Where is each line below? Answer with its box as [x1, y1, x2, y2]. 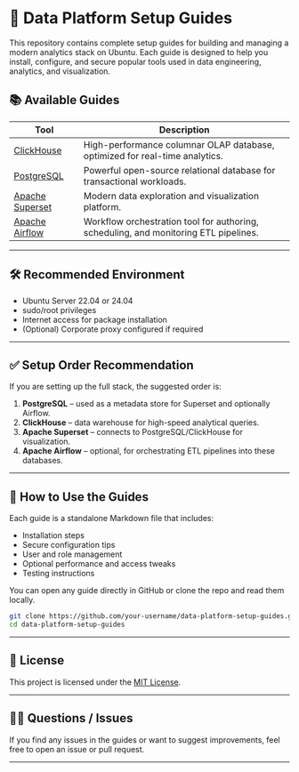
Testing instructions [21, 568, 95, 579]
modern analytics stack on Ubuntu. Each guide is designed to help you [9, 46, 269, 57]
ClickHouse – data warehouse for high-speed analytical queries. [21, 417, 260, 428]
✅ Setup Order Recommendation [9, 358, 194, 373]
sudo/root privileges [21, 304, 97, 315]
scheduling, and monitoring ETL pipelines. [83, 226, 259, 238]
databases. [21, 455, 64, 466]
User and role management [21, 549, 123, 559]
